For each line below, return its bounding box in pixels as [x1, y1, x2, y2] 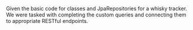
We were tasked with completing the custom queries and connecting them [6, 11, 187, 18]
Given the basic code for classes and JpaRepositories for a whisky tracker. [6, 5, 187, 12]
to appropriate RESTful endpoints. [6, 18, 88, 24]
